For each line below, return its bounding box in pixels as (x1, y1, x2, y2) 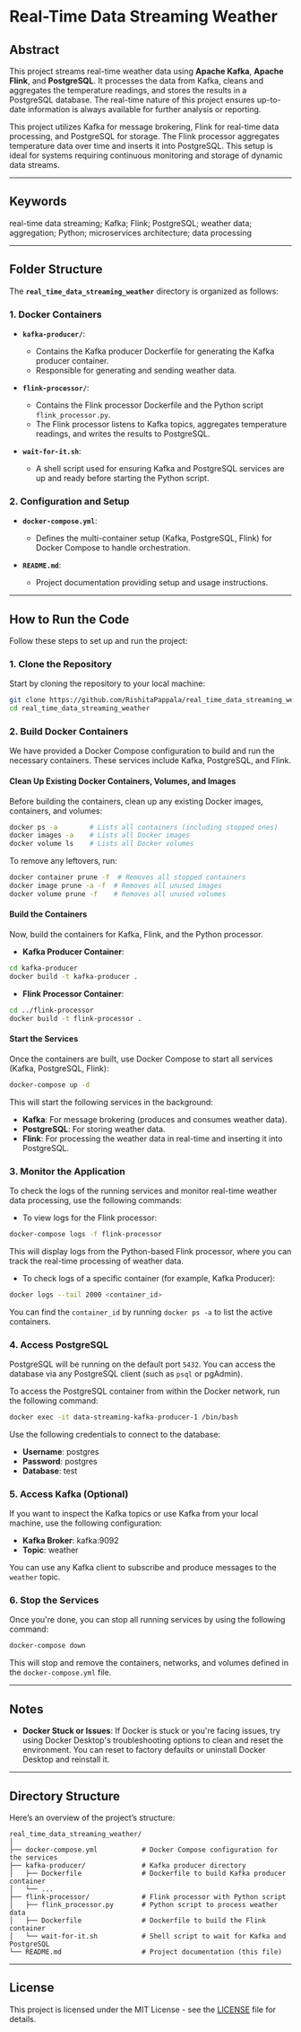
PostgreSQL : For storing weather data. (21, 1123, 166, 1134)
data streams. (9, 160, 60, 170)
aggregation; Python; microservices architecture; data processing (9, 227, 253, 238)
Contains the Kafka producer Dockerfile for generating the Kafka (35, 346, 275, 356)
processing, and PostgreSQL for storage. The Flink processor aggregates (9, 131, 280, 141)
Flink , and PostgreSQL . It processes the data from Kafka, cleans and (9, 75, 264, 86)
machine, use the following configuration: (9, 1517, 163, 1528)
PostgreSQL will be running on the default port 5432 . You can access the (9, 1359, 276, 1369)
